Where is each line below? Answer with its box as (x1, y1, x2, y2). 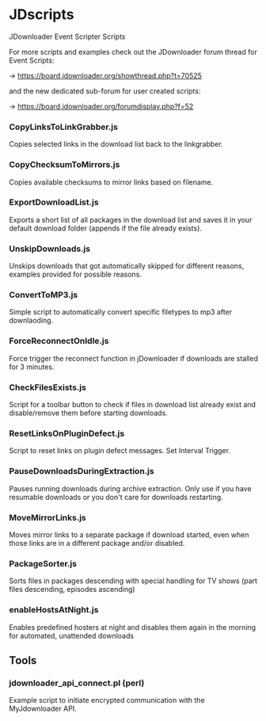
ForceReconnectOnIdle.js (9, 335, 109, 346)
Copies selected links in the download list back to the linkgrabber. (9, 139, 224, 149)
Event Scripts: (9, 55, 55, 65)
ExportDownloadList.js (9, 196, 99, 208)
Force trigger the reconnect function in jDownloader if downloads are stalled (9, 353, 258, 363)
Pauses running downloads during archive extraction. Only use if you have (9, 483, 252, 493)
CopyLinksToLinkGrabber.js (9, 121, 118, 132)
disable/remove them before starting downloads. (9, 408, 169, 418)
